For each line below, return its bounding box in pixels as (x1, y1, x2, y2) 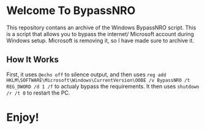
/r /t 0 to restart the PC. (6, 89, 70, 96)
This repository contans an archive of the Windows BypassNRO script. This (6, 24, 196, 31)
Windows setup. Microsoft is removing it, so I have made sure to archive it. (6, 37, 195, 44)
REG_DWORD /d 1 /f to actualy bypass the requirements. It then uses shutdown (6, 82, 199, 90)
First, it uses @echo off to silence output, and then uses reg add (6, 71, 166, 78)
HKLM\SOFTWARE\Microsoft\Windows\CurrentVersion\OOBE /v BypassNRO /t (6, 77, 190, 83)
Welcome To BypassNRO (6, 4, 136, 18)
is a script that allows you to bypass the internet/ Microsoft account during (6, 30, 195, 37)
